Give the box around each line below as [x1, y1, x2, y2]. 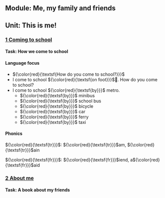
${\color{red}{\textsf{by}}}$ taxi [19, 119, 86, 125]
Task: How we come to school [5, 49, 68, 55]
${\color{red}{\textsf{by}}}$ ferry [19, 114, 89, 120]
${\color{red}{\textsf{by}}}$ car [19, 108, 86, 114]
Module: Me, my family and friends [5, 4, 116, 13]
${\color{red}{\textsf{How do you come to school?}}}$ [12, 71, 125, 77]
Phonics [5, 130, 22, 137]
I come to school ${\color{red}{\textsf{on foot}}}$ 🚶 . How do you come [12, 76, 158, 82]
